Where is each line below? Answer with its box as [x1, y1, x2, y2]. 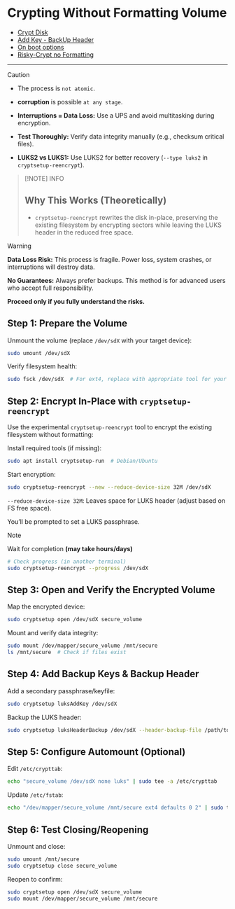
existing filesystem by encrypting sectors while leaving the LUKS [34, 221, 222, 229]
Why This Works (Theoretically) [24, 195, 167, 207]
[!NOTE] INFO [24, 174, 64, 183]
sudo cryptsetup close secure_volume [7, 862, 117, 869]
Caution [7, 70, 30, 78]
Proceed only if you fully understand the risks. [7, 297, 145, 305]
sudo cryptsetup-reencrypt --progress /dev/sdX [7, 564, 149, 571]
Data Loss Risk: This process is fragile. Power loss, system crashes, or [7, 255, 212, 263]
